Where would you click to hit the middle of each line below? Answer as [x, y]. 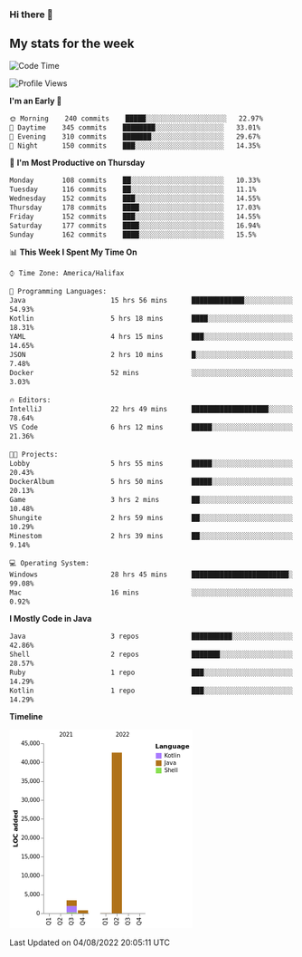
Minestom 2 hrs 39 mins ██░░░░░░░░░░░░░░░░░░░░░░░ [151, 536]
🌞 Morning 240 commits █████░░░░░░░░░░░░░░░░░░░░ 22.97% [137, 118]
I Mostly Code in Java [51, 618]
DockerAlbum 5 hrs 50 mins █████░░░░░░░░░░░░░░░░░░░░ [151, 481]
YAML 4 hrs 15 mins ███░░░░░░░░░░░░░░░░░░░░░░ [151, 336]
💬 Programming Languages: [58, 291]
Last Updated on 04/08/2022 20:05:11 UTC [90, 942]
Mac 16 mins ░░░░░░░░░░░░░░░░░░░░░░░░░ [151, 593]
